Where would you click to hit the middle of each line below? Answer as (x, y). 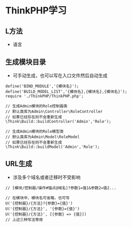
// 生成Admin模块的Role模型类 (35, 131)
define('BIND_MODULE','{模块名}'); (42, 86)
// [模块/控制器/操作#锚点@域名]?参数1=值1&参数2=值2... (61, 188)
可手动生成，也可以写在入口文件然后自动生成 (60, 75)
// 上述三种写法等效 (24, 220)
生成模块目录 (26, 62)
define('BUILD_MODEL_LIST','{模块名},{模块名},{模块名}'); (66, 91)
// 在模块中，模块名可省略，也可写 (37, 198)
